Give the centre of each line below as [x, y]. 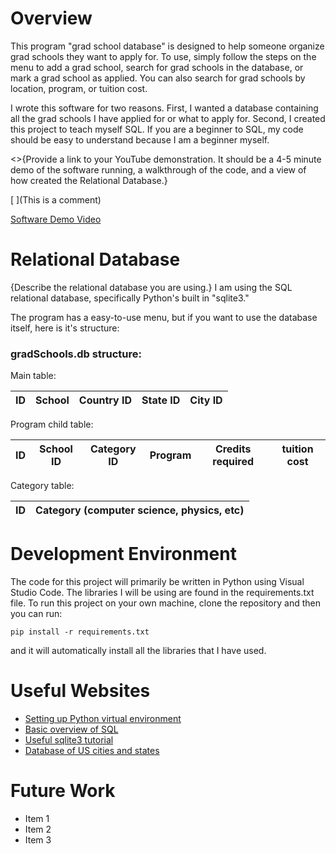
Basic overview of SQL [71, 729]
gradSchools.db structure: [76, 354]
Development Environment [123, 554]
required [233, 462]
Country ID [105, 400]
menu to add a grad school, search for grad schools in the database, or [157, 67]
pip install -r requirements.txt [80, 632]
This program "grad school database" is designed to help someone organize [167, 46]
